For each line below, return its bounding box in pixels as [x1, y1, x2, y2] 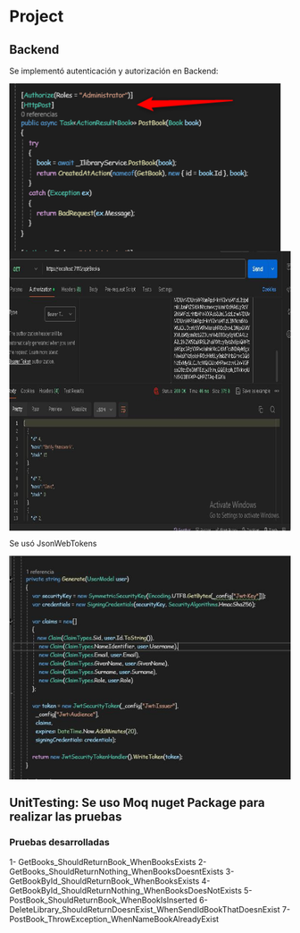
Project [9, 6, 64, 27]
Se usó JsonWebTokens [9, 539, 97, 548]
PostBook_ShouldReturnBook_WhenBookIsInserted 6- [9, 895, 208, 905]
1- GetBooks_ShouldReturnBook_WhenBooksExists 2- [9, 856, 207, 867]
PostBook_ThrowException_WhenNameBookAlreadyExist [9, 913, 220, 924]
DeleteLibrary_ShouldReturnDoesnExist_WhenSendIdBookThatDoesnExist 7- [9, 903, 291, 914]
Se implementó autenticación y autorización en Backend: [9, 65, 219, 76]
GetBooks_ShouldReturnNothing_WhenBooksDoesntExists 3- [9, 866, 235, 877]
